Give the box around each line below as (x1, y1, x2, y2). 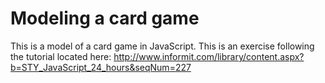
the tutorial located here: (10, 50, 112, 62)
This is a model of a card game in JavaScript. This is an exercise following (10, 40, 315, 52)
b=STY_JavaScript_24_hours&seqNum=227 (10, 61, 192, 73)
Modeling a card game (10, 7, 200, 30)
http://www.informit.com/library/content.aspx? (113, 50, 305, 62)
